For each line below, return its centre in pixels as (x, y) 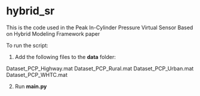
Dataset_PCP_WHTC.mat (37, 75)
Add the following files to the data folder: (65, 57)
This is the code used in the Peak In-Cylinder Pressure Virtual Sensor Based (100, 27)
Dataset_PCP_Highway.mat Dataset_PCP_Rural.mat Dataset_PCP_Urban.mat (100, 68)
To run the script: (27, 45)
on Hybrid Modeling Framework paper (53, 33)
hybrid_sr (30, 11)
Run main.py (31, 86)
